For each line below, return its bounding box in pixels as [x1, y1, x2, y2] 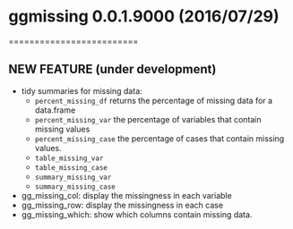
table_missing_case [34, 163, 108, 172]
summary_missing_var [34, 173, 112, 182]
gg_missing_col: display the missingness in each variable [21, 190, 232, 200]
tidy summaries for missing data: [21, 85, 142, 96]
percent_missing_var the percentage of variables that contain [34, 114, 262, 124]
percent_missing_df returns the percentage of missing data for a [34, 95, 273, 106]
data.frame [34, 105, 76, 115]
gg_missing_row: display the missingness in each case [21, 199, 224, 210]
